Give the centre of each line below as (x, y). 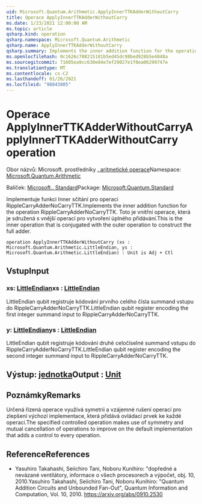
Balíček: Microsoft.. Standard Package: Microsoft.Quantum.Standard (90, 187)
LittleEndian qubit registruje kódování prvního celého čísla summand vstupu (100, 301)
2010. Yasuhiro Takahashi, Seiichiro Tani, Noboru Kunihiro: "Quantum (99, 481)
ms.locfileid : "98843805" (38, 85)
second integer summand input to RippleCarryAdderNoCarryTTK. (87, 355)
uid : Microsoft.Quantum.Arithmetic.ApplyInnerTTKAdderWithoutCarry (93, 12)
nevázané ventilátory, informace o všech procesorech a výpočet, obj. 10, (105, 475)
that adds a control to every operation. (54, 435)
